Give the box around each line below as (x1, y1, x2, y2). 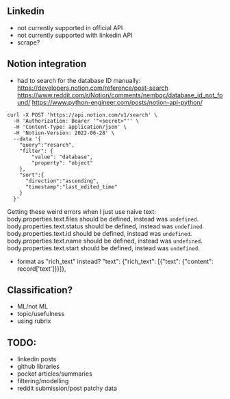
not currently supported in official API (16, 23, 123, 32)
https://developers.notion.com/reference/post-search (16, 84, 169, 92)
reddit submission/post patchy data (16, 384, 118, 393)
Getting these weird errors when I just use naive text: (7, 207, 156, 215)
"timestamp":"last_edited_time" (25, 183, 118, 191)
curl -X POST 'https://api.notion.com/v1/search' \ (7, 111, 157, 119)
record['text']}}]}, (16, 264, 66, 273)
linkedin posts (16, 355, 57, 363)
